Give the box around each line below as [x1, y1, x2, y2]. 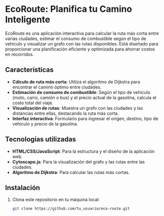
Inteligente [5, 14, 50, 25]
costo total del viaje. [12, 100, 53, 106]
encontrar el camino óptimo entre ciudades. [12, 84, 102, 90]
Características [5, 66, 54, 74]
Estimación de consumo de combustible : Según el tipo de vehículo [12, 89, 151, 95]
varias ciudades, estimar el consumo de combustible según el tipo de [5, 36, 147, 42]
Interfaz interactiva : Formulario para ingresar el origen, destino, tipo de [12, 115, 159, 122]
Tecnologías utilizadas [5, 135, 76, 144]
